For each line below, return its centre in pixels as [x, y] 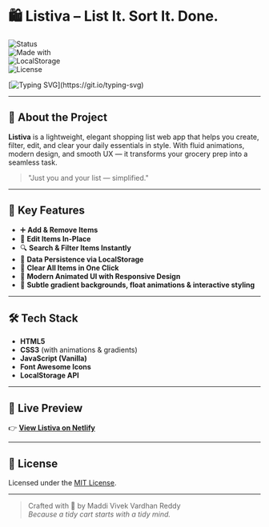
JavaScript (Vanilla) [54, 358]
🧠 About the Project [58, 118]
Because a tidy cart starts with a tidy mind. [99, 514]
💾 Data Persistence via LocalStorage [82, 259]
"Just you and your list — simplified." [88, 178]
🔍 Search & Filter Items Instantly [76, 248]
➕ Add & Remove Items [59, 230]
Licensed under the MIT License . [62, 483]
